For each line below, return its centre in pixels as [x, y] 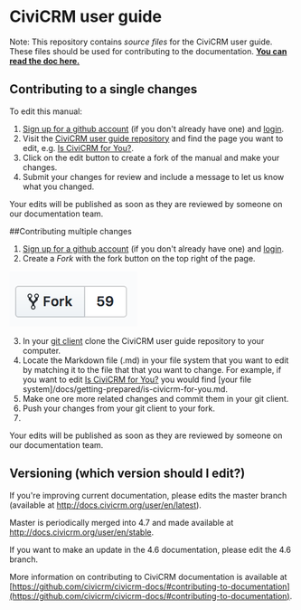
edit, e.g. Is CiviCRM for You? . [78, 148]
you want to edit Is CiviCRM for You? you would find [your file [136, 379]
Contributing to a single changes [103, 89]
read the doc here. [45, 61]
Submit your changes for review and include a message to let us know [153, 176]
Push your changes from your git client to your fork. [118, 408]
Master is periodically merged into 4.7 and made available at [122, 522]
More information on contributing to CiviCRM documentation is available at [148, 577]
